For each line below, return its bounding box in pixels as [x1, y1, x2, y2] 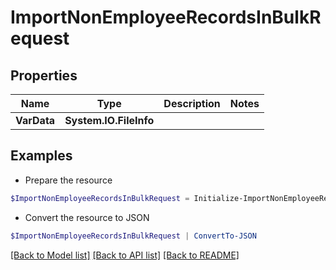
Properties [10, 67, 78, 84]
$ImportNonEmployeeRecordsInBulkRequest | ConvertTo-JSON [10, 231, 257, 241]
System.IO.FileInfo [64, 114, 155, 127]
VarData [15, 114, 56, 127]
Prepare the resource [24, 174, 113, 186]
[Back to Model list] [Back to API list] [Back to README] [10, 249, 240, 261]
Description [163, 97, 221, 110]
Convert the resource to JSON [24, 211, 150, 223]
